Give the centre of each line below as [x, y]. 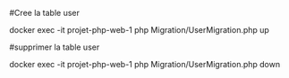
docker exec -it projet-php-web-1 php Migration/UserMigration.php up [140, 30]
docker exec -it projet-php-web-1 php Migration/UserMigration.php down [144, 64]
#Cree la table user [45, 13]
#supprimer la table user [55, 47]
